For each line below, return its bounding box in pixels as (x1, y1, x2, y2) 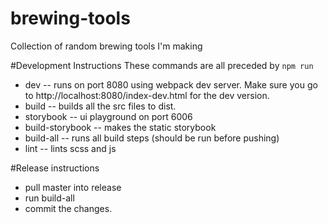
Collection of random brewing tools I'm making (10, 40, 203, 52)
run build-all (24, 192, 75, 204)
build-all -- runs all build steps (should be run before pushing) (24, 132, 280, 144)
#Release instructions (10, 162, 100, 174)
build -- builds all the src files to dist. (24, 100, 177, 112)
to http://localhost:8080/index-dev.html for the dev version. (24, 89, 270, 101)
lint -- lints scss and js (24, 142, 117, 154)
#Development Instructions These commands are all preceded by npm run (10, 59, 314, 71)
